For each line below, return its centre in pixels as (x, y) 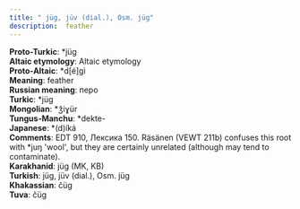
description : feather (51, 26)
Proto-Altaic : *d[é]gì (48, 70)
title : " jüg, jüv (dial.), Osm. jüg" (81, 17)
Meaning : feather (42, 80)
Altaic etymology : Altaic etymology (75, 61)
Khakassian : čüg (41, 185)
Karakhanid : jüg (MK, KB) (57, 166)
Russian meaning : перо (54, 90)
